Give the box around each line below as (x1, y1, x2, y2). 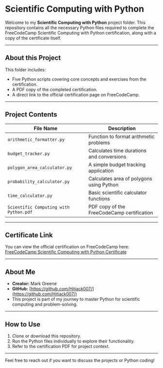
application (88, 167, 114, 174)
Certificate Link (5, 231, 53, 239)
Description (108, 125, 136, 132)
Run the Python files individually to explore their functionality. (12, 338, 135, 344)
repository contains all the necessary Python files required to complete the (5, 24, 154, 30)
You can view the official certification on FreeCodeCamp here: (5, 244, 130, 250)
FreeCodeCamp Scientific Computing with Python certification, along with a (5, 30, 157, 36)
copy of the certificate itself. (5, 35, 62, 41)
